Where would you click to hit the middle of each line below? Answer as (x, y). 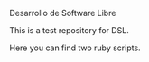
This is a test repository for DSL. (69, 30)
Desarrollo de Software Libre (63, 13)
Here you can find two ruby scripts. (75, 48)
